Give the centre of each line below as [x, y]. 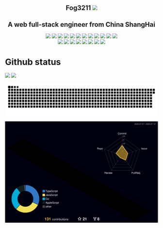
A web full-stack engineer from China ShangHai [81, 24]
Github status [33, 62]
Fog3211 [78, 8]
